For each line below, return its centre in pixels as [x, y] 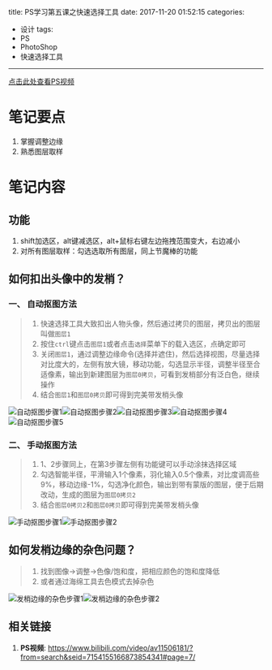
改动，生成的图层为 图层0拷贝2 [88, 495]
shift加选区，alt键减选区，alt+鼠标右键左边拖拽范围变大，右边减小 [130, 240]
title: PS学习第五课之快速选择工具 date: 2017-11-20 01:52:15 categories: [127, 12]
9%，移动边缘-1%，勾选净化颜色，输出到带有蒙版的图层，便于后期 [152, 484]
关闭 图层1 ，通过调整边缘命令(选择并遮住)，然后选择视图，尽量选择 [150, 354]
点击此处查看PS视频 [41, 81]
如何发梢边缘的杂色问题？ [72, 550]
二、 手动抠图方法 [42, 445]
